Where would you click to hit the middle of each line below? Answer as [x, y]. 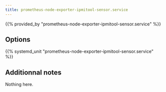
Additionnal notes [33, 72]
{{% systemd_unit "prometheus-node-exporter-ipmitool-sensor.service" [79, 51]
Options [18, 40]
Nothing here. [19, 85]
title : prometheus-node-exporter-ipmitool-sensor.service [67, 10]
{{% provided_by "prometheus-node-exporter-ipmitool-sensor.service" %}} [83, 24]
